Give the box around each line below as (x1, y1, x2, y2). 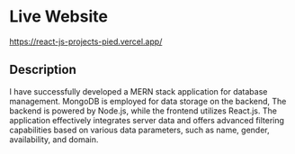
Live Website (9, 6, 108, 27)
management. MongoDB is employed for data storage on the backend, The (9, 95, 287, 106)
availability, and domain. (9, 133, 99, 145)
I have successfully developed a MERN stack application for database (9, 86, 268, 96)
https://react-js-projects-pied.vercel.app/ (9, 36, 163, 47)
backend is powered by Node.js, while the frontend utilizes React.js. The (9, 105, 277, 116)
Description (9, 62, 76, 77)
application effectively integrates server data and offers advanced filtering (9, 114, 285, 125)
